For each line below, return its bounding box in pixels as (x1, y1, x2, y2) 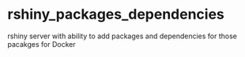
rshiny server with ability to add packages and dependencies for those (7, 31, 238, 41)
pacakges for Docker (7, 39, 76, 48)
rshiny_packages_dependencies (7, 5, 224, 23)
